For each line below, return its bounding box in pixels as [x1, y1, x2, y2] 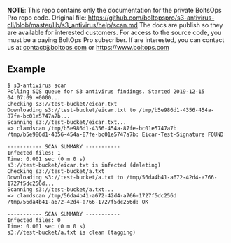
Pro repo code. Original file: [7, 13, 87, 22]
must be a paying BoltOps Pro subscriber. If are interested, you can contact [7, 36, 225, 44]
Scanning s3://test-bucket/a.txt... [7, 186, 114, 193]
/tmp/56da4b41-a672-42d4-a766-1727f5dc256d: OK [7, 198, 149, 205]
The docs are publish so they [139, 21, 223, 29]
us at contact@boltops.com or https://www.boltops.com [7, 43, 169, 51]
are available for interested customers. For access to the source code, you [7, 28, 222, 36]
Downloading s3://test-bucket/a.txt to [7, 174, 124, 181]
